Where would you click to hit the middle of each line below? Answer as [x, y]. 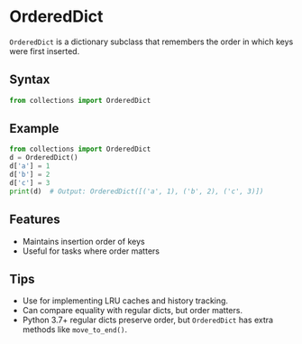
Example [34, 129]
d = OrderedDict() [44, 158]
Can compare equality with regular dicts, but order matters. [133, 311]
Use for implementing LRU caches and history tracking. [125, 301]
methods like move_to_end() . [75, 330]
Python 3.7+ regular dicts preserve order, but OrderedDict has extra [147, 320]
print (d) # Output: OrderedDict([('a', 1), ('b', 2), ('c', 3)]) [137, 191]
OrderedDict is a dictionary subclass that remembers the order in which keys [151, 42]
